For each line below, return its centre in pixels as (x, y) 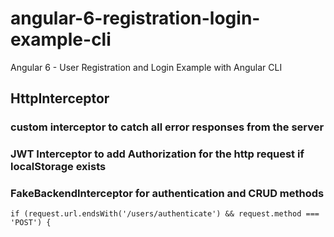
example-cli (61, 39)
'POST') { (31, 223)
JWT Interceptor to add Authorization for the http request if (157, 154)
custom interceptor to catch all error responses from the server (167, 127)
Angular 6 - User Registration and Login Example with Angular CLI (146, 67)
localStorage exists (58, 167)
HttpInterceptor (60, 98)
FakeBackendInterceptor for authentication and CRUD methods (167, 194)
